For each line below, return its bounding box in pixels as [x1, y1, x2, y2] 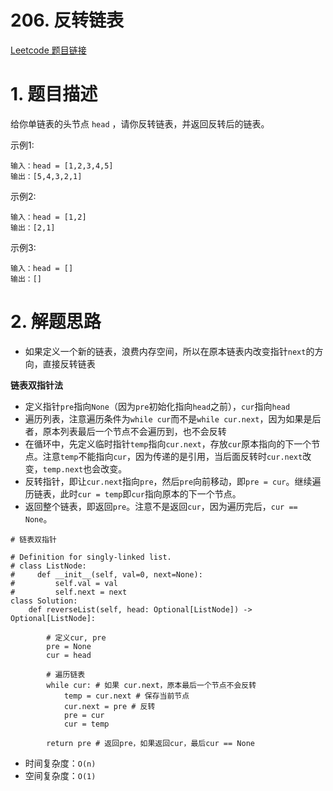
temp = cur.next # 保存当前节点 [63, 691, 190, 701]
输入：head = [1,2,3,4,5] [10, 161, 114, 171]
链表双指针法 [10, 379, 63, 391]
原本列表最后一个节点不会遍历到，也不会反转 [42, 425, 227, 437]
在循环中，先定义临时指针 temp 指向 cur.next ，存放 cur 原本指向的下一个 [24, 437, 312, 450]
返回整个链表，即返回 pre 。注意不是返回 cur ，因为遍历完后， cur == [24, 500, 298, 512]
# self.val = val [10, 578, 118, 588]
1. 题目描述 [10, 83, 98, 106]
